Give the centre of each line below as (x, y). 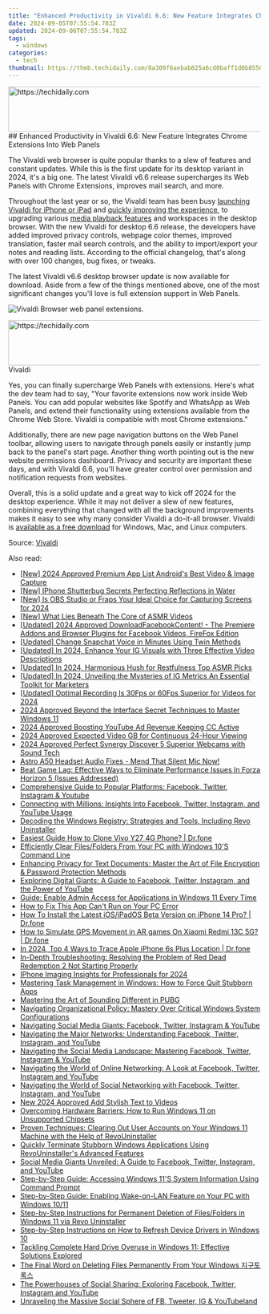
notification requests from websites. (68, 477)
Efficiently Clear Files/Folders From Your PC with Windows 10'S (124, 846)
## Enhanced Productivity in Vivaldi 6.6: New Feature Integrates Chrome (128, 136)
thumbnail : (26, 68)
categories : (28, 53)
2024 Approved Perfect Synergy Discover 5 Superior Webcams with (132, 744)
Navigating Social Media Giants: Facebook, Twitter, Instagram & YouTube (140, 1025)
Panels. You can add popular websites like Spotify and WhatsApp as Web (129, 402)
